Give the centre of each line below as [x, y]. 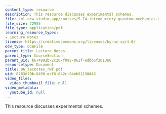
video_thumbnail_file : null [39, 83]
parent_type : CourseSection [34, 56]
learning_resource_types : [32, 33]
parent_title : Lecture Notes [35, 51]
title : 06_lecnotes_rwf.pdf [34, 70]
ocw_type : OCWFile [24, 46]
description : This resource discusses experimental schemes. [69, 14]
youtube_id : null [27, 92]
